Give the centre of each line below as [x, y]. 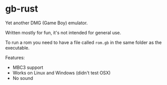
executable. [17, 48]
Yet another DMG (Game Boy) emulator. [47, 23]
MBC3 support [28, 67]
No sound [23, 78]
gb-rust [22, 9]
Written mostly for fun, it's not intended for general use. [63, 32]
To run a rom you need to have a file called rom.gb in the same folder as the [83, 42]
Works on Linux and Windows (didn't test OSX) [61, 73]
